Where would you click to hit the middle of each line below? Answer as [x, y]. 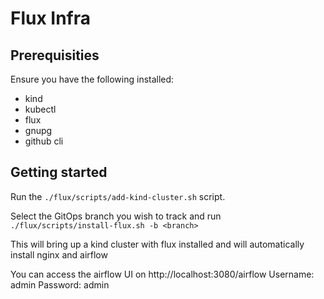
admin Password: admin [60, 284]
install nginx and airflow [59, 254]
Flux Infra [51, 18]
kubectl [40, 109]
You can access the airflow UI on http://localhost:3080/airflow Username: [162, 274]
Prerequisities [55, 55]
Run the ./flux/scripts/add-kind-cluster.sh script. [118, 196]
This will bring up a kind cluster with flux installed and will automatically [157, 244]
